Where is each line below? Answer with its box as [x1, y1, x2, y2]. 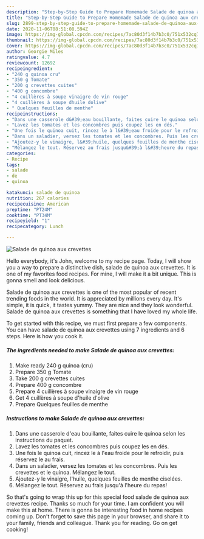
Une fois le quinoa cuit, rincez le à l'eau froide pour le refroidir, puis [15, 449, 184, 456]
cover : [6, 43, 23, 49]
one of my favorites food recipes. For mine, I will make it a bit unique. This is [6, 270, 197, 277]
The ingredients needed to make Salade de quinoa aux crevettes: [6, 346, 175, 353]
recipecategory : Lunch [6, 223, 64, 230]
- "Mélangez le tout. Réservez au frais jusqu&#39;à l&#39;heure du [6, 144, 183, 151]
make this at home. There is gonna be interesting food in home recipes [6, 506, 183, 513]
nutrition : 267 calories [6, 195, 69, 201]
